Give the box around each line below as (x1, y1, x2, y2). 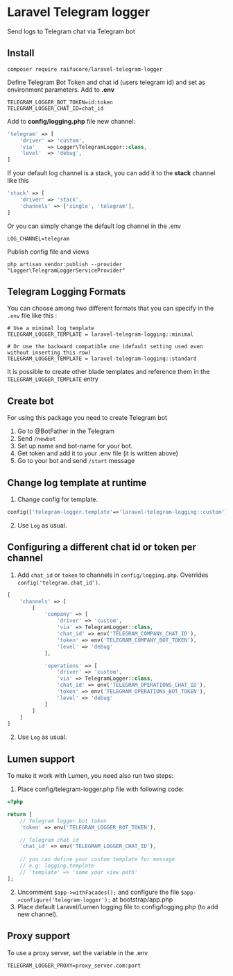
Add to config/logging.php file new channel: (7, 117, 136, 125)
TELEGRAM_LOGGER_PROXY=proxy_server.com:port (7, 962, 141, 969)
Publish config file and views (7, 247, 89, 256)
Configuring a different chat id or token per (7, 542, 196, 553)
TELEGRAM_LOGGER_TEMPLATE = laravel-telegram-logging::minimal (7, 331, 194, 338)
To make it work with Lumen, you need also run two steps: (7, 772, 174, 780)
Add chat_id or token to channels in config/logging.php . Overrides (17, 571, 209, 579)
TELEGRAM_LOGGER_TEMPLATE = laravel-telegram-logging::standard (7, 355, 197, 362)
